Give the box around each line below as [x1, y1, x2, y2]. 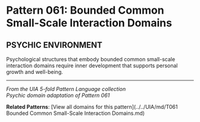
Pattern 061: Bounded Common [6, 4, 165, 17]
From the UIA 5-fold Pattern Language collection [6, 86, 126, 92]
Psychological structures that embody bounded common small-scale [6, 56, 176, 62]
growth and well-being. [6, 68, 64, 75]
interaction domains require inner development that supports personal [6, 62, 178, 69]
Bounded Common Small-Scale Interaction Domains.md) [6, 110, 145, 117]
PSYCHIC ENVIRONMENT [6, 40, 103, 50]
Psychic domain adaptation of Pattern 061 [6, 92, 110, 99]
